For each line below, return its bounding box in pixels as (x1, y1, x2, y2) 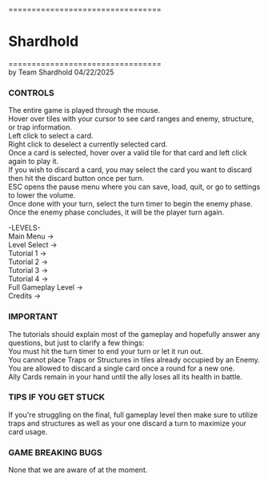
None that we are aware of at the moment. (8, 465, 148, 475)
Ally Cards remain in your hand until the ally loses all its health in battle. (8, 371, 242, 381)
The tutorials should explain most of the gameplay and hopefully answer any (8, 329, 261, 339)
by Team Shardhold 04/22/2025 (8, 67, 114, 77)
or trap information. (8, 122, 72, 132)
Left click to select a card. (8, 131, 94, 141)
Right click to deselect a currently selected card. (8, 139, 168, 149)
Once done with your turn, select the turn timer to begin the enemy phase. (8, 199, 254, 209)
